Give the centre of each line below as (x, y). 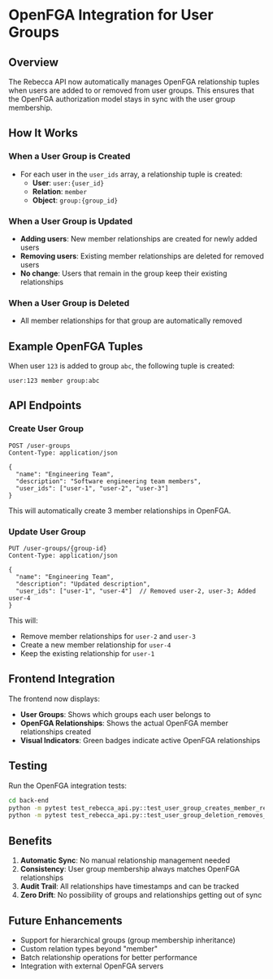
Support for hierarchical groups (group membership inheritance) (128, 940)
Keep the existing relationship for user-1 (87, 654)
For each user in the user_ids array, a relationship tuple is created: (131, 174)
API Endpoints (45, 405)
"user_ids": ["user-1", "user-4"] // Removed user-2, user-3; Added (136, 591)
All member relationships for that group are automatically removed (131, 321)
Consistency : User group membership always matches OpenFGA (130, 869)
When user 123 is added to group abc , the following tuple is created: (122, 366)
